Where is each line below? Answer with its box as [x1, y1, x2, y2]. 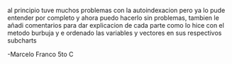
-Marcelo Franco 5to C [7, 50, 74, 58]
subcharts [7, 36, 37, 45]
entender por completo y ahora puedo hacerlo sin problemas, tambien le [7, 14, 220, 22]
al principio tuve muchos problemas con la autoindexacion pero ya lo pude [7, 6, 226, 14]
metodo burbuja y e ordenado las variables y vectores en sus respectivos [7, 28, 222, 37]
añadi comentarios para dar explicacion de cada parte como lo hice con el [7, 21, 225, 29]
